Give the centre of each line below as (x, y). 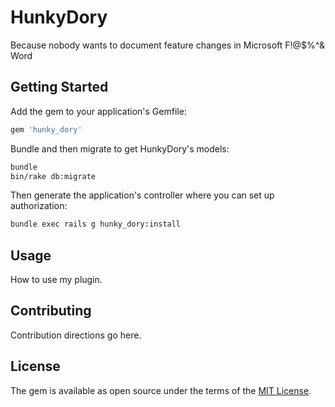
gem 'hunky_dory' (46, 129)
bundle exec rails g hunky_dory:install (96, 224)
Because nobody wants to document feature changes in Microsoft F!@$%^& (167, 45)
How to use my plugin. (56, 280)
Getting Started (59, 87)
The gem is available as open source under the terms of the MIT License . (161, 390)
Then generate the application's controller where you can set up (142, 195)
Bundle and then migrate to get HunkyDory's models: (120, 148)
